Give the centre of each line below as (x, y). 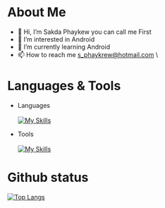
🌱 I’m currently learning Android (64, 47)
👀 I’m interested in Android (56, 39)
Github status (48, 178)
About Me (37, 12)
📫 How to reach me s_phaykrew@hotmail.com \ (88, 54)
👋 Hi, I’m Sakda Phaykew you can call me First (84, 32)
